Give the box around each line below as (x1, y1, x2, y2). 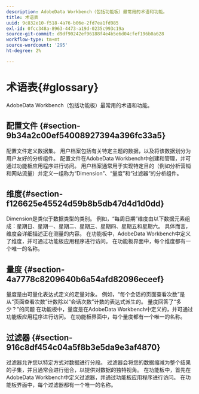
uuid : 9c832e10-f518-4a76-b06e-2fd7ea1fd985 (6, 20, 119, 26)
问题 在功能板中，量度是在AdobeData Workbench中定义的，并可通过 (24, 306, 193, 313)
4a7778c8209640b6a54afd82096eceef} (6, 274, 164, 284)
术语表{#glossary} (6, 80, 99, 94)
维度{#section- (6, 189, 63, 199)
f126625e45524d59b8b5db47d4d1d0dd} (6, 198, 164, 208)
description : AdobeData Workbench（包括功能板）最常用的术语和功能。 (6, 8, 168, 15)
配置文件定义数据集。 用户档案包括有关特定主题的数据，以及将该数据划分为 (6, 147, 191, 154)
